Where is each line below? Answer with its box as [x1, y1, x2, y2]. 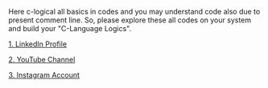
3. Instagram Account [8, 70, 80, 79]
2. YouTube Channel [8, 55, 76, 64]
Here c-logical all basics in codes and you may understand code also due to [8, 7, 261, 16]
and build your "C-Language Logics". [8, 24, 131, 33]
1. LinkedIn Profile [8, 39, 67, 49]
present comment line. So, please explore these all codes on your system [8, 15, 252, 25]
